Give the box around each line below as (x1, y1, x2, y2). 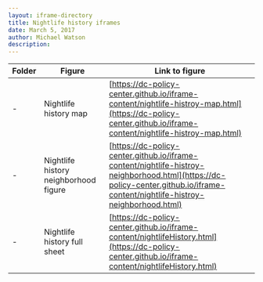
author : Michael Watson (8, 33, 86, 42)
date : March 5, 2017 (8, 26, 76, 34)
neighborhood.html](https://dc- (108, 170, 226, 181)
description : (8, 41, 51, 49)
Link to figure (154, 66, 206, 77)
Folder (12, 66, 37, 77)
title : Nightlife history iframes (8, 19, 121, 27)
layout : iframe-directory (8, 11, 92, 20)
